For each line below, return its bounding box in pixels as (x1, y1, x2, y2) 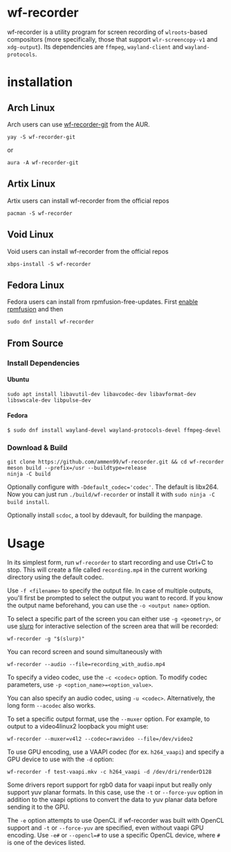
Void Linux (7, 229, 54, 241)
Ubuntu (7, 375, 30, 384)
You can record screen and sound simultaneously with (7, 647, 163, 656)
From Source (7, 337, 64, 349)
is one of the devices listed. (7, 838, 86, 847)
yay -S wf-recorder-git (7, 133, 76, 140)
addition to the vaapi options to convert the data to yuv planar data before (7, 796, 218, 804)
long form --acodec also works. (7, 701, 95, 710)
